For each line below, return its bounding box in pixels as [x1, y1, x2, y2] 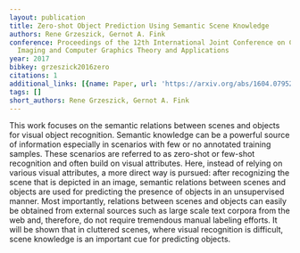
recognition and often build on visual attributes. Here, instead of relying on [9, 158, 283, 169]
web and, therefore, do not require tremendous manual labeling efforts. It [9, 215, 279, 225]
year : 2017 [9, 54, 50, 63]
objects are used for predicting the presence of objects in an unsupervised [9, 186, 285, 197]
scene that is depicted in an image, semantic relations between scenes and [9, 177, 287, 188]
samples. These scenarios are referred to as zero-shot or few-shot [9, 149, 255, 159]
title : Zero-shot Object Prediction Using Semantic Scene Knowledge [9, 21, 270, 30]
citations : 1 [9, 71, 58, 80]
